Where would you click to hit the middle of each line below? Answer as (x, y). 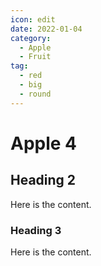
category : (31, 38)
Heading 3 (36, 230)
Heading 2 (43, 180)
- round (35, 94)
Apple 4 (44, 143)
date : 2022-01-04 (46, 29)
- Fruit (35, 57)
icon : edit (33, 19)
